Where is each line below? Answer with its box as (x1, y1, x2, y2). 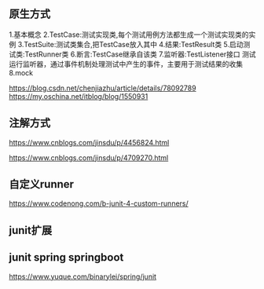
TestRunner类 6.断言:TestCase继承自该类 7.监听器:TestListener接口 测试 (24, 49, 256, 59)
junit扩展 (9, 223, 53, 237)
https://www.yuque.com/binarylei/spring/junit (9, 272, 156, 281)
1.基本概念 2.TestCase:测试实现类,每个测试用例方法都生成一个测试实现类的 (9, 30, 250, 39)
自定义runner (9, 177, 74, 191)
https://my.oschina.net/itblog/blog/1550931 (9, 91, 148, 101)
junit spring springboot (9, 251, 124, 265)
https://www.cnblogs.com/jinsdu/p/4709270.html (9, 152, 169, 163)
